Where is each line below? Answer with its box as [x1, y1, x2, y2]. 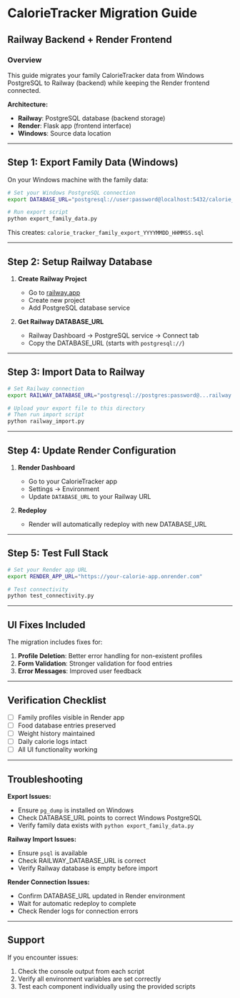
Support [7, 934, 45, 947]
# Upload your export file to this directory [7, 405, 145, 412]
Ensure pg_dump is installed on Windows [17, 806, 134, 815]
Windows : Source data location [17, 128, 111, 137]
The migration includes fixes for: [7, 637, 103, 647]
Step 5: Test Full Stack [7, 548, 109, 560]
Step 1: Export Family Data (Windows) [7, 156, 179, 168]
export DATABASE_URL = [7, 196, 72, 203]
